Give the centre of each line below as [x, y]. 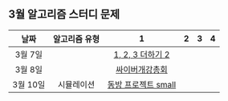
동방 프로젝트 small [142, 84]
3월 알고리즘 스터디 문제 [64, 14]
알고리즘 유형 [76, 38]
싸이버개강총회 [142, 69]
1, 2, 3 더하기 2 [142, 55]
